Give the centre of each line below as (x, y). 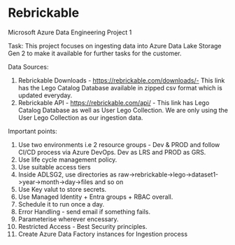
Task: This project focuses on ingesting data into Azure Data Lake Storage (115, 45)
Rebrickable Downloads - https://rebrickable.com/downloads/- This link (121, 80)
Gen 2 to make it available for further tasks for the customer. (95, 53)
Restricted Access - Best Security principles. (83, 226)
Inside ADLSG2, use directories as (67, 174)
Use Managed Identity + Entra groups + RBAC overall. (95, 197)
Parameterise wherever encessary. (68, 219)
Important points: (33, 131)
